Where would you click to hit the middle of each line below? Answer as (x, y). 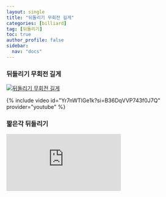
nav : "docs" (27, 52)
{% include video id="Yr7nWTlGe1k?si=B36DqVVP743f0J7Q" (83, 100)
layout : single (26, 12)
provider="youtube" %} (36, 107)
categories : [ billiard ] (37, 23)
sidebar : (17, 46)
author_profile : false (35, 40)
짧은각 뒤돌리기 (27, 123)
